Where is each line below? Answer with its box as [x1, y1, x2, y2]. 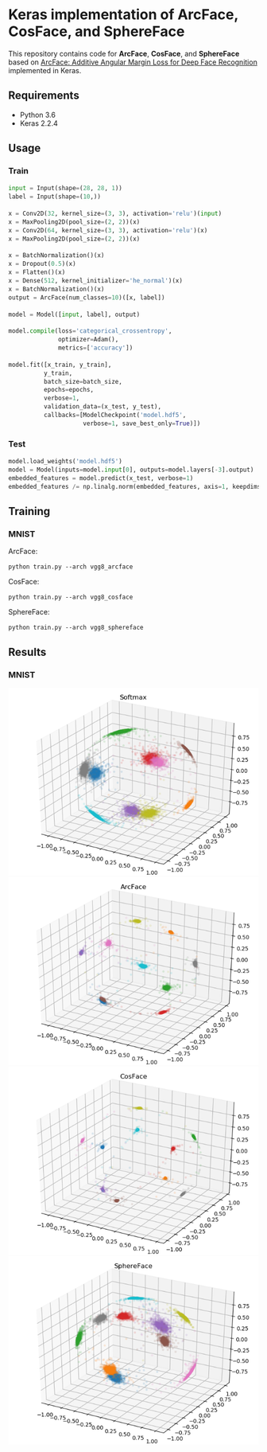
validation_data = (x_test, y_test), [43, 403, 161, 411]
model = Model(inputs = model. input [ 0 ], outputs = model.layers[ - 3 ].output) [8, 466, 254, 474]
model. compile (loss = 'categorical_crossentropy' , [8, 327, 172, 335]
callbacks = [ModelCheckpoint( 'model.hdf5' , [43, 412, 187, 420]
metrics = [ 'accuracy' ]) [58, 344, 133, 352]
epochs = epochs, [43, 386, 94, 394]
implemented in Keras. [8, 65, 82, 75]
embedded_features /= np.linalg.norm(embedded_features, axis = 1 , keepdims [8, 482, 261, 490]
